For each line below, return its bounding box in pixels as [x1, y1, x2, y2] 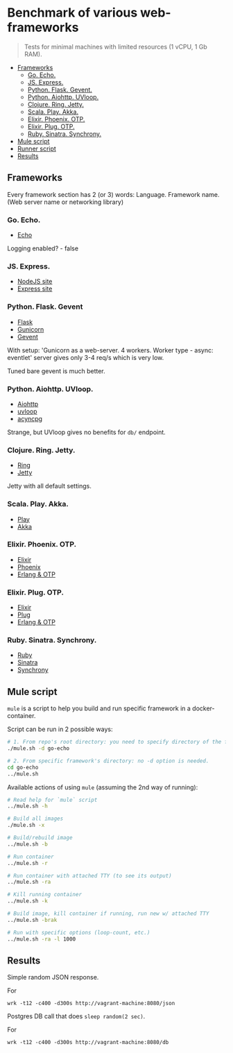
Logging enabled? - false [7, 244, 78, 252]
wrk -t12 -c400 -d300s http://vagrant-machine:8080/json [7, 1000, 175, 1007]
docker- [191, 704, 215, 712]
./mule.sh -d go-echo [7, 745, 70, 752]
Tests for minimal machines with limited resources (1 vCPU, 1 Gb [24, 42, 208, 51]
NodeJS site [17, 277, 53, 286]
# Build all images [7, 815, 64, 823]
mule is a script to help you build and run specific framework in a [7, 704, 191, 712]
